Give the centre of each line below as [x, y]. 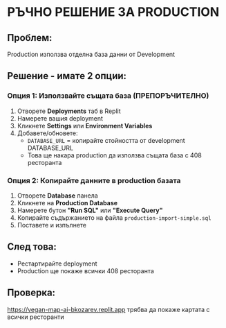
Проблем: [30, 38]
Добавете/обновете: [47, 133]
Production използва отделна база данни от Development [91, 54]
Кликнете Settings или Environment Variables [85, 126]
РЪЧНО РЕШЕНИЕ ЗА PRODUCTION [113, 12]
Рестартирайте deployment [57, 264]
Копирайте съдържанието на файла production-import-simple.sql [114, 217]
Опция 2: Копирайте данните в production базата [94, 180]
